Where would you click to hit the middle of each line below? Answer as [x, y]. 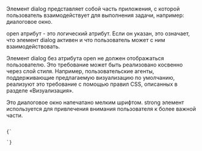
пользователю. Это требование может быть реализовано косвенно [95, 65]
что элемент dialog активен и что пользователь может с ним [86, 40]
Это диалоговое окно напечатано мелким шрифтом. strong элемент [95, 102]
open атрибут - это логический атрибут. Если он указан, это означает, [98, 33]
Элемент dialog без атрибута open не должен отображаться [85, 58]
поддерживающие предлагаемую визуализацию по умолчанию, [91, 78]
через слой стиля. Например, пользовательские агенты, [80, 71]
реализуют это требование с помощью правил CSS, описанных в [92, 84]
